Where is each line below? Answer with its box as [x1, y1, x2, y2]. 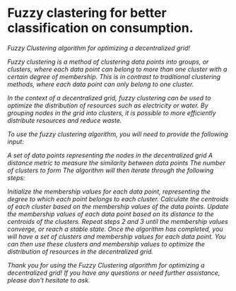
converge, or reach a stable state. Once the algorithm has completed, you [7, 225, 224, 233]
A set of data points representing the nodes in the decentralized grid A [7, 150, 213, 160]
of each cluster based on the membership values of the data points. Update [7, 202, 229, 210]
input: [7, 137, 25, 145]
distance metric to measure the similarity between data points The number [7, 158, 226, 167]
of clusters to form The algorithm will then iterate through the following [7, 166, 214, 174]
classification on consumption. [7, 20, 194, 36]
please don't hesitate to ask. [7, 275, 90, 284]
